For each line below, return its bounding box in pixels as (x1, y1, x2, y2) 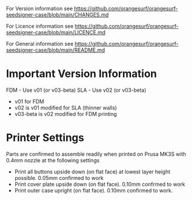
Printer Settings (6, 131, 84, 145)
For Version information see (6, 5, 73, 12)
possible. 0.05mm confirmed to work (14, 174, 104, 181)
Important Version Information (6, 67, 157, 81)
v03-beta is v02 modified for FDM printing (14, 110, 117, 117)
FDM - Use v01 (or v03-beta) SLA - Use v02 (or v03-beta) (6, 86, 146, 94)
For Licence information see (6, 23, 74, 29)
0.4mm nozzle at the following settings (6, 156, 100, 164)
